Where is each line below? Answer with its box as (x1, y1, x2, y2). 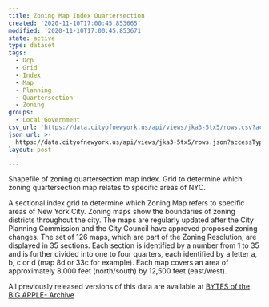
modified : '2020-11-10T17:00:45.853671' (8, 26, 146, 34)
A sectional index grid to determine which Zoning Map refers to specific (8, 198, 245, 208)
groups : (8, 109, 34, 117)
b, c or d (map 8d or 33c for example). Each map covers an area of (8, 257, 229, 268)
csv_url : (8, 123, 38, 131)
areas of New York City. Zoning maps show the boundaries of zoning (8, 207, 236, 217)
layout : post (8, 146, 52, 153)
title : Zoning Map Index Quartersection (8, 11, 146, 20)
